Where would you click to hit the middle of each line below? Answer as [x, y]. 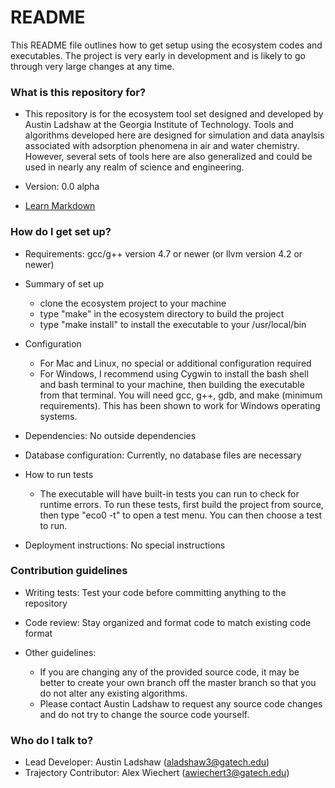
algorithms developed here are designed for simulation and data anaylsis [174, 135]
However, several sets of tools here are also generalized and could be [168, 157]
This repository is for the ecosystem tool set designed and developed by [174, 114]
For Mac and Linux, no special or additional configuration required [175, 363]
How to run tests [59, 474]
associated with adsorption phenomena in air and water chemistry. [162, 146]
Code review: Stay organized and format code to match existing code [168, 622]
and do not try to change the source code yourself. [144, 714]
